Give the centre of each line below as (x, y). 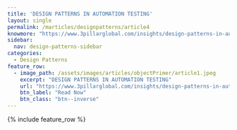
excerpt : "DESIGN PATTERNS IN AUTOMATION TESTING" (96, 79)
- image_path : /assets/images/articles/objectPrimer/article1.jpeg (115, 73)
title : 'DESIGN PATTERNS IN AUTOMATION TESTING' (80, 14)
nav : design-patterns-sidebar (58, 47)
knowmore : (22, 34)
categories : (25, 54)
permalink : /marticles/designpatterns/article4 (79, 27)
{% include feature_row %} (47, 119)
